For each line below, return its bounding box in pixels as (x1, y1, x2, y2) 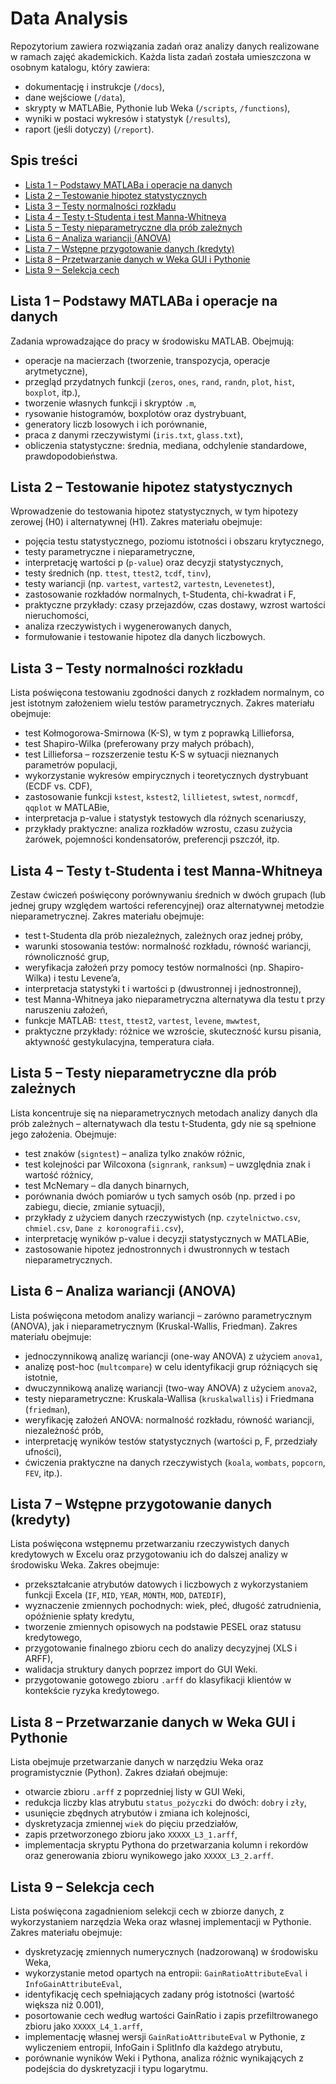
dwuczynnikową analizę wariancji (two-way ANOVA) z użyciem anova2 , (24, 1382, 318, 1394)
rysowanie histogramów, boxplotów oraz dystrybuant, (24, 407, 247, 419)
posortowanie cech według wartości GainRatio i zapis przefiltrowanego (24, 2010, 319, 2022)
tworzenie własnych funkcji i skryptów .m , (24, 397, 197, 409)
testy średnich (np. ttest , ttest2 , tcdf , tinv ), (24, 567, 212, 579)
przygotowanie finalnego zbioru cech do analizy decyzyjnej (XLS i (24, 1642, 298, 1654)
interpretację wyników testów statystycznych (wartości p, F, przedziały (24, 1435, 318, 1447)
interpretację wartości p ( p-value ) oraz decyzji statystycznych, (24, 557, 284, 569)
